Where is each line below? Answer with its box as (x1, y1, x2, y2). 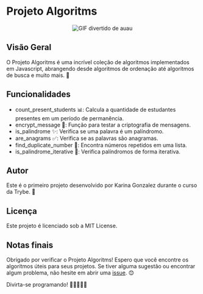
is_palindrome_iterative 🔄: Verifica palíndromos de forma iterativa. (15, 148, 181, 155)
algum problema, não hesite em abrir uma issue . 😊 (6, 269, 135, 276)
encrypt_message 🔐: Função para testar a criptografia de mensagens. (15, 121, 191, 128)
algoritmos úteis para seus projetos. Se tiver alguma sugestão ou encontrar (6, 263, 196, 270)
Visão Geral (6, 42, 52, 53)
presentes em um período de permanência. (15, 114, 124, 122)
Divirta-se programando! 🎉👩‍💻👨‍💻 (6, 281, 87, 288)
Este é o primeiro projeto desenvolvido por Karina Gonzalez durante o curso (6, 182, 198, 189)
